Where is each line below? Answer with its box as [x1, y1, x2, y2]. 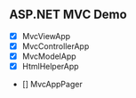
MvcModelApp [21, 51, 77, 61]
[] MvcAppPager [21, 79, 83, 90]
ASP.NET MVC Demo [9, 7, 127, 22]
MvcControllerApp [21, 40, 90, 52]
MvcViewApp [21, 30, 71, 41]
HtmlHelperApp [21, 61, 79, 71]
